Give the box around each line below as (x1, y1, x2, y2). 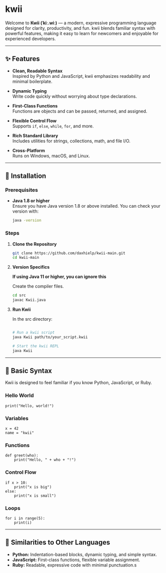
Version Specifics (12, 264, 50, 270)
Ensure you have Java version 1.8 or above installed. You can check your (12, 203, 161, 209)
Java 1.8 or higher (12, 198, 50, 204)
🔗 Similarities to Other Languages (5, 538, 110, 547)
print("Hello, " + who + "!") (14, 458, 77, 462)
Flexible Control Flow (12, 117, 57, 123)
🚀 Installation (5, 172, 46, 180)
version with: (12, 208, 39, 214)
